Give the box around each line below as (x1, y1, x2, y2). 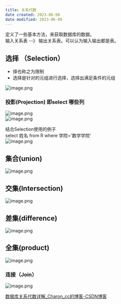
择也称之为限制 (12, 69, 44, 75)
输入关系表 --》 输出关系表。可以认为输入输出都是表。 (5, 38, 119, 44)
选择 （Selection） (5, 54, 65, 62)
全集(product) (5, 244, 50, 252)
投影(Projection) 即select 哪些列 (5, 98, 85, 106)
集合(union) (5, 154, 42, 163)
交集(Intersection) (5, 184, 64, 193)
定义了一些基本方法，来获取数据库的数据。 (5, 31, 95, 38)
